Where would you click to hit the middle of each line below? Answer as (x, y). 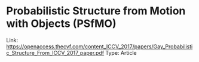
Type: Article (121, 52)
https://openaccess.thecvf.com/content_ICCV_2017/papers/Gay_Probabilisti (99, 46)
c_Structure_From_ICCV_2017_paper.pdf (55, 52)
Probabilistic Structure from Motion (96, 11)
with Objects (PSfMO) (61, 24)
